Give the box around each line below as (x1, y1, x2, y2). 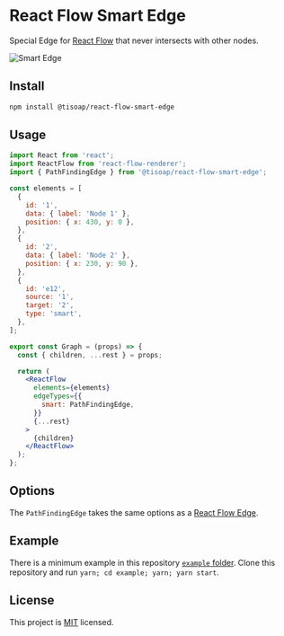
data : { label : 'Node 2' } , (25, 251, 130, 261)
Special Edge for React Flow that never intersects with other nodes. (9, 35, 259, 46)
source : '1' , (25, 293, 75, 302)
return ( (17, 367, 50, 375)
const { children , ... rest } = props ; (17, 350, 164, 359)
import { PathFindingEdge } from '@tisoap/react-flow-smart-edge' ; (9, 168, 268, 177)
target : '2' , (25, 301, 75, 310)
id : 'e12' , (25, 284, 67, 293)
